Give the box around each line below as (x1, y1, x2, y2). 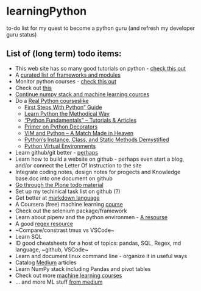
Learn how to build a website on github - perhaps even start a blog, (15, 155, 185, 163)
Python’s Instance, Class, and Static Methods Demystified (24, 136, 169, 143)
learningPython (6, 4, 87, 18)
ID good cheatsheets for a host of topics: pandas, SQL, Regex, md (15, 239, 182, 247)
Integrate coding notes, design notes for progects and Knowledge (15, 168, 181, 175)
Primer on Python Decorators (24, 123, 98, 130)
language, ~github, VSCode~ (15, 245, 88, 253)
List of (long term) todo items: (6, 49, 122, 59)
